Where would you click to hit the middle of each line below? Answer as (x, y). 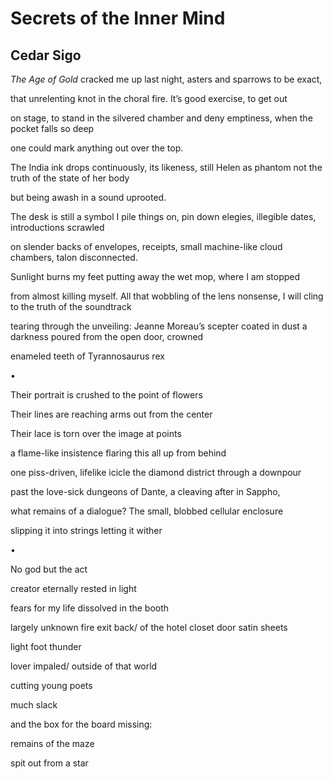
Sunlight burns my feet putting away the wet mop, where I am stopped (155, 276)
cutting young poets (51, 685)
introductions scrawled (57, 227)
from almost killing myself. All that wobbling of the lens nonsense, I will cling (167, 296)
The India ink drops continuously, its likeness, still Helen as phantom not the (166, 167)
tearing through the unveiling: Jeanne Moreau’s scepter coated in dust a (159, 326)
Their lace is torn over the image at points (96, 433)
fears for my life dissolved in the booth (90, 608)
